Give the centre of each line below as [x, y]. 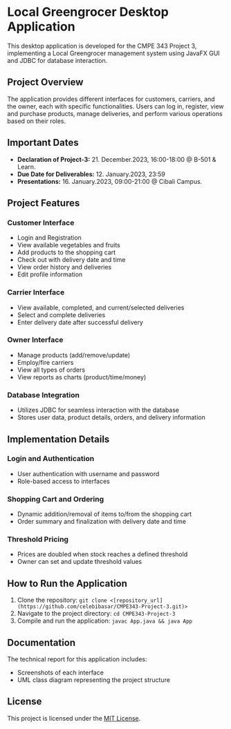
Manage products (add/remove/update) [74, 355]
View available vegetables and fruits [69, 245]
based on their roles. [37, 121]
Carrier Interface [36, 292]
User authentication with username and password [88, 473]
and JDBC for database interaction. [57, 60]
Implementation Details [58, 439]
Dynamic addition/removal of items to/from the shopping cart [104, 514]
